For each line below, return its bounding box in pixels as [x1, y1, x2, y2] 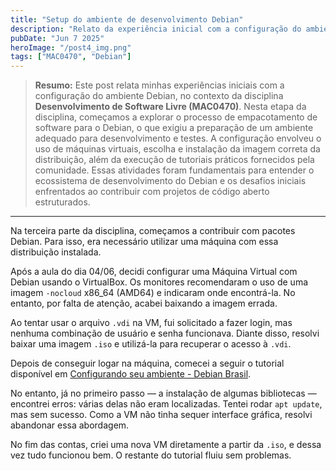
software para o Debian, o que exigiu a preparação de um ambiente [34, 122, 314, 134]
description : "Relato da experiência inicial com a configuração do [10, 24, 302, 34]
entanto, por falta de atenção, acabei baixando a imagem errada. [10, 297, 278, 310]
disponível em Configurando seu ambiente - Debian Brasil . [10, 368, 252, 380]
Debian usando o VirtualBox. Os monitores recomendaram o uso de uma [10, 276, 309, 288]
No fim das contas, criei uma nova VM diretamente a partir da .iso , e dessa [10, 439, 322, 451]
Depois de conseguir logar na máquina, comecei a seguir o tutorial [10, 357, 285, 370]
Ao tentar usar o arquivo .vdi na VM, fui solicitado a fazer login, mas [10, 317, 293, 329]
